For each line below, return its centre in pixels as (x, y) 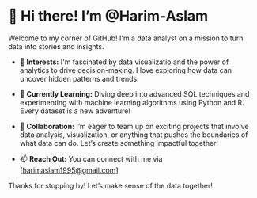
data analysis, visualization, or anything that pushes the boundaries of (134, 135)
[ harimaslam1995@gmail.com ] (69, 170)
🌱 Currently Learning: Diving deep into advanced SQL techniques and (134, 93)
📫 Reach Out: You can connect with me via (91, 158)
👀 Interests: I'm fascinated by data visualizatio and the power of (124, 62)
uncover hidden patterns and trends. (79, 78)
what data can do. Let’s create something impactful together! (119, 143)
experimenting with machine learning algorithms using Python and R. (132, 102)
